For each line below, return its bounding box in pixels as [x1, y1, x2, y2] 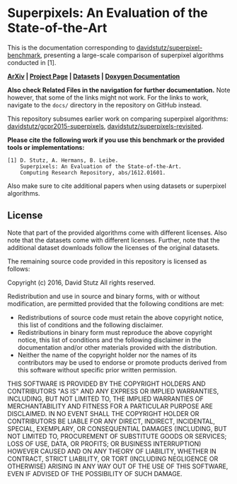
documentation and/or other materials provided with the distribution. [17, 343, 217, 351]
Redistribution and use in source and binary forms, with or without [7, 292, 200, 300]
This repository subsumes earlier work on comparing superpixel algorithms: [7, 114, 229, 123]
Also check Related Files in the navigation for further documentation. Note [7, 85, 231, 94]
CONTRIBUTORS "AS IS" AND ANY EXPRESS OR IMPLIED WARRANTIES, [7, 386, 219, 395]
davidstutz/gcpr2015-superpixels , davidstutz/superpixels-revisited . [7, 122, 204, 130]
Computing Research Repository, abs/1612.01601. [20, 169, 166, 176]
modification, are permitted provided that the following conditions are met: [7, 299, 224, 308]
